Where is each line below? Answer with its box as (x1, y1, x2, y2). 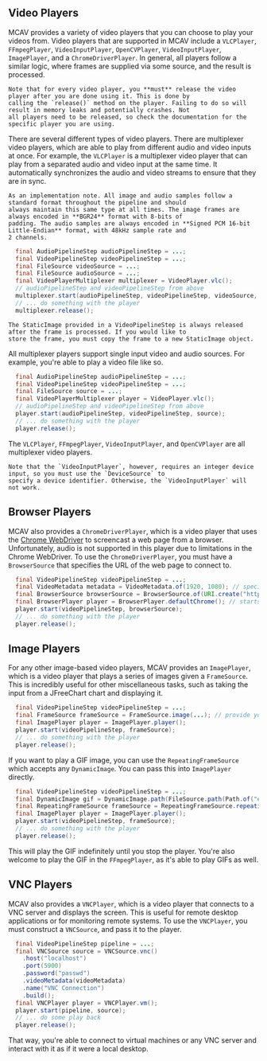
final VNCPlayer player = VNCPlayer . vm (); (15, 999, 158, 1007)
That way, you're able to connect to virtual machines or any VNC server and (8, 1036, 257, 1045)
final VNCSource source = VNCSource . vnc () (15, 947, 158, 955)
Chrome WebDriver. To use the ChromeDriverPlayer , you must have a (8, 552, 233, 561)
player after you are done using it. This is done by (8, 92, 191, 100)
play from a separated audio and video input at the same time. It (8, 159, 218, 169)
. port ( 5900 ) (22, 962, 62, 970)
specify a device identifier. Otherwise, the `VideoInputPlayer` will (8, 477, 247, 485)
